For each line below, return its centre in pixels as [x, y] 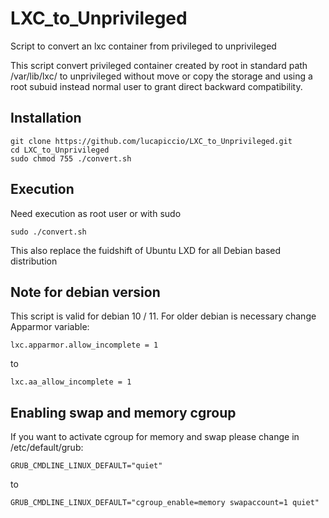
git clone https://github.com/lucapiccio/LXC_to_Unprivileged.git [151, 141]
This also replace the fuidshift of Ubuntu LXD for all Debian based [146, 250]
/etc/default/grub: [47, 448]
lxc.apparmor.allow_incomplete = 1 [84, 345]
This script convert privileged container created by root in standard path [159, 65]
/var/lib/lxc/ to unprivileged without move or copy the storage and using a [161, 76]
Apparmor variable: [50, 327]
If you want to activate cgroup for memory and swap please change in [155, 437]
